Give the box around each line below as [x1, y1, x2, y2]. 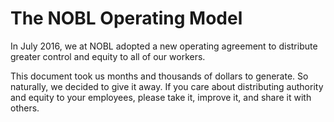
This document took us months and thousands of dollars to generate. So [10, 70, 309, 82]
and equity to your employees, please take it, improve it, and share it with [10, 91, 312, 103]
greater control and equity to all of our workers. [10, 50, 206, 62]
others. [10, 102, 40, 114]
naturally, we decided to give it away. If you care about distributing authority [10, 80, 324, 92]
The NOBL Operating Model [10, 7, 243, 30]
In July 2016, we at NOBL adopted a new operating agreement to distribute [10, 40, 318, 52]
